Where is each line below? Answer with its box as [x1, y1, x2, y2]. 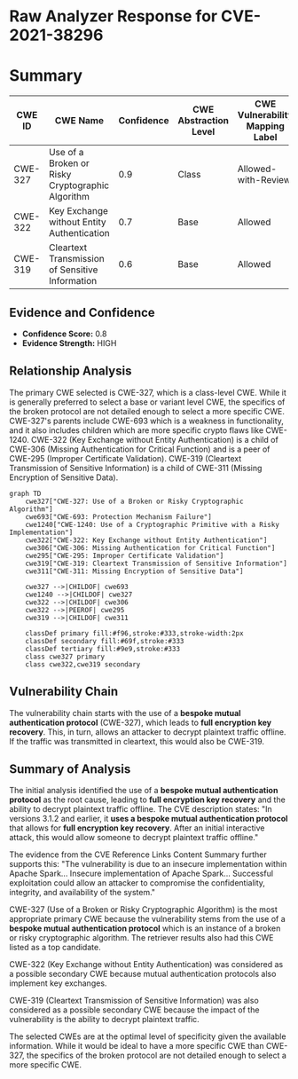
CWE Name [54, 114, 105, 127]
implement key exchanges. [9, 978, 107, 988]
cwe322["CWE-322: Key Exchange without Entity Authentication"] [25, 535, 268, 545]
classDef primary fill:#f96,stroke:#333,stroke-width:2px [25, 628, 244, 638]
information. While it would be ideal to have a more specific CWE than [9, 1041, 264, 1051]
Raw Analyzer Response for [9, 6, 218, 27]
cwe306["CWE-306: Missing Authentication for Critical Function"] [25, 543, 276, 552]
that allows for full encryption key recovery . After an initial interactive [9, 823, 265, 833]
